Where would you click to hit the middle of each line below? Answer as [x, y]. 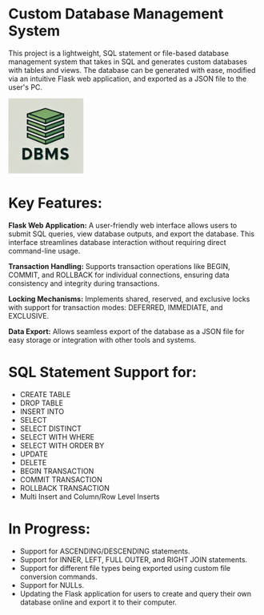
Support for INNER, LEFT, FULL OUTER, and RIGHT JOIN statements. [134, 559]
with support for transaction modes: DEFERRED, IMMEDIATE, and [116, 307]
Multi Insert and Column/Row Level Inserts [90, 496]
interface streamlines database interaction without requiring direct [117, 242]
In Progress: [49, 529]
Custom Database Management [116, 14]
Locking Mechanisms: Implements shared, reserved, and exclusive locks [129, 299]
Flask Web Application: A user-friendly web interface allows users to [123, 225]
